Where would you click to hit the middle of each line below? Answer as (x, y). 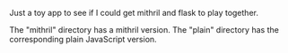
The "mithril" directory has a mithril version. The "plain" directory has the (144, 30)
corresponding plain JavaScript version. (83, 39)
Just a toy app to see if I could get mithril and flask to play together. (134, 13)
